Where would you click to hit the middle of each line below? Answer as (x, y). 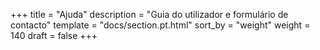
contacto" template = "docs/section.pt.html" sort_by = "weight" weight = (160, 25)
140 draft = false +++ (54, 35)
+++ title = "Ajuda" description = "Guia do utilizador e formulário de (149, 14)
